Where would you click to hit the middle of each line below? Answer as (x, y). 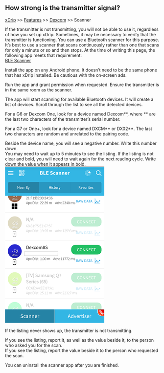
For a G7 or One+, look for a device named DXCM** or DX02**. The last (79, 129)
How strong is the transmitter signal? (63, 8)
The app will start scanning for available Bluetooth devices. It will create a (79, 99)
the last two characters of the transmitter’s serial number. (63, 119)
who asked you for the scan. (34, 345)
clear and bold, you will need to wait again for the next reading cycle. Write (81, 159)
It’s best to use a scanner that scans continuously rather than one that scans (82, 45)
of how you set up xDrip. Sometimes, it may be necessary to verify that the (81, 34)
